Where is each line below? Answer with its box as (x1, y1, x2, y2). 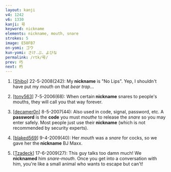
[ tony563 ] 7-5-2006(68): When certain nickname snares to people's (12, 94, 157, 100)
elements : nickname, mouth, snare (5, 31, 79, 36)
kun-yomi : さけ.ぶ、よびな (5, 50, 58, 55)
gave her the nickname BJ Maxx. (12, 140, 83, 147)
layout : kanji (5, 7, 36, 13)
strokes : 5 (5, 36, 29, 41)
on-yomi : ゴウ (5, 45, 34, 50)
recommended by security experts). (12, 125, 88, 131)
